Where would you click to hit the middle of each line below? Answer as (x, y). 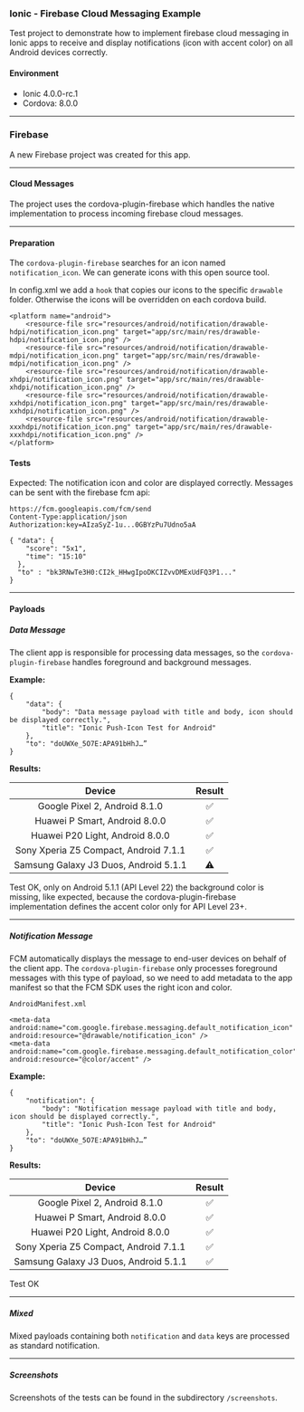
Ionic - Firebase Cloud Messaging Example (105, 14)
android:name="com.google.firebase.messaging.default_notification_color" (153, 1051)
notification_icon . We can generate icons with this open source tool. (139, 272)
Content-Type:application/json (68, 517)
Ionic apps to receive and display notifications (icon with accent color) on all (152, 43)
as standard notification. (55, 1345)
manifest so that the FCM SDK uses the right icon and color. (121, 987)
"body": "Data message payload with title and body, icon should (168, 712)
